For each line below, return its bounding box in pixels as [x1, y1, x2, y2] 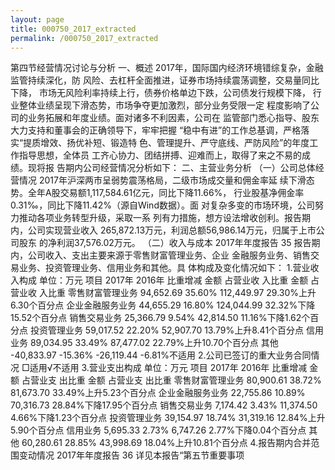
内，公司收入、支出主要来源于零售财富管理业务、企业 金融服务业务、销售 [10, 249, 311, 261]
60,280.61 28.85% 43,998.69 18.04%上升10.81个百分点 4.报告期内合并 [21, 437, 312, 449]
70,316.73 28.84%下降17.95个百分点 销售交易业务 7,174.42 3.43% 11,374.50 [10, 399, 318, 411]
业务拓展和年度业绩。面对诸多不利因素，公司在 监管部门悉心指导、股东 [27, 112, 320, 124]
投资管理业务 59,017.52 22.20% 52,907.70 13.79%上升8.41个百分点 [29, 324, 305, 336]
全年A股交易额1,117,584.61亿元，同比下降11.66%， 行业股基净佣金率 [27, 187, 305, 199]
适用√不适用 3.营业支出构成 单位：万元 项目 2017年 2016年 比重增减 [29, 362, 308, 374]
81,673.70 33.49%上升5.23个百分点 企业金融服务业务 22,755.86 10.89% [10, 387, 306, 399]
